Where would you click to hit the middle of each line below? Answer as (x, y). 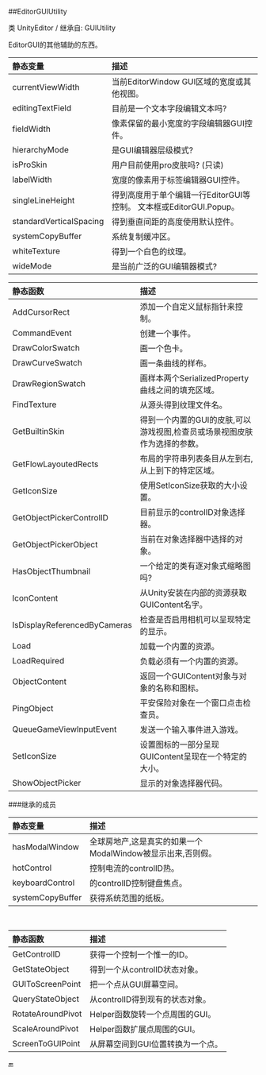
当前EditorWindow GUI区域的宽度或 (178, 81)
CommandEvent (42, 333)
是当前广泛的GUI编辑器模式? (165, 267)
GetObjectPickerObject (55, 545)
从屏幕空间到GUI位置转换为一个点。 (156, 1044)
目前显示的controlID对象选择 (192, 512)
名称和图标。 (180, 688)
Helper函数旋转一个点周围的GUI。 (153, 1014)
